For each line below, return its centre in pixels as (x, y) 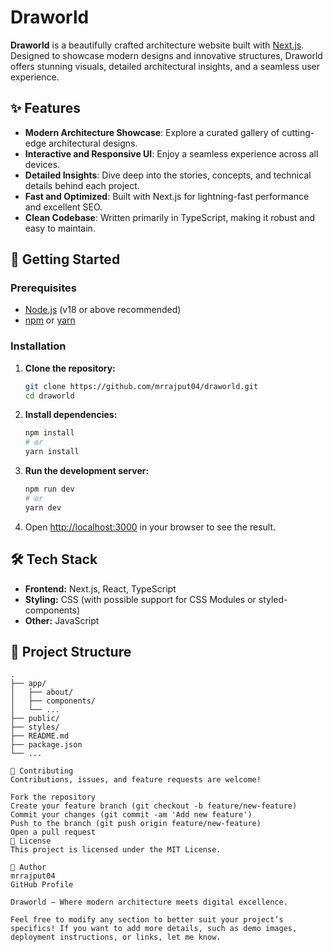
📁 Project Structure (71, 651)
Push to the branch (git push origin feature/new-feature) (136, 824)
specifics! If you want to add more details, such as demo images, (154, 929)
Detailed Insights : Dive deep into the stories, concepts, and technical (168, 175)
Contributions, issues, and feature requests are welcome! (136, 780)
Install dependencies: (71, 415)
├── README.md (40, 736)
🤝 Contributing (42, 771)
